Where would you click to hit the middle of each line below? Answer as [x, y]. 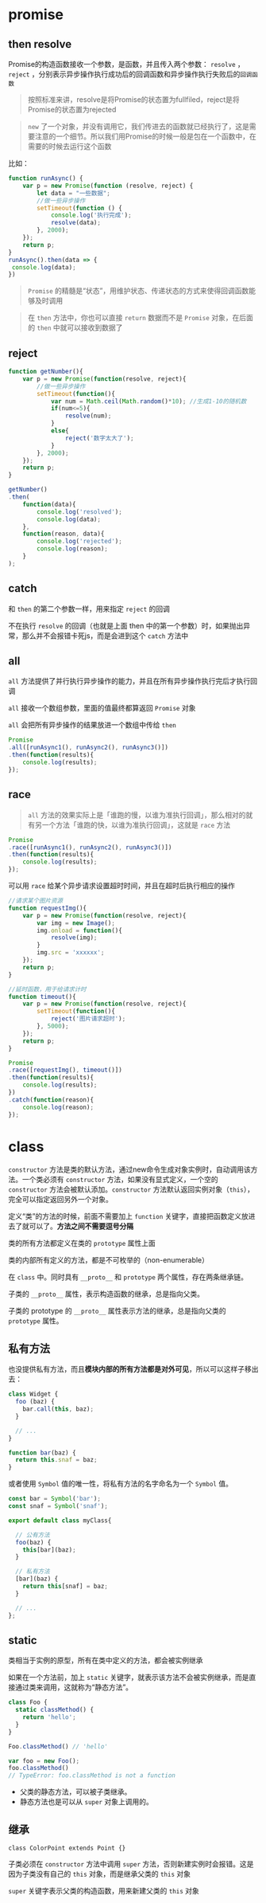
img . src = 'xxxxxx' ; [71, 953]
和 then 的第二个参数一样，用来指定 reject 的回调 [89, 609]
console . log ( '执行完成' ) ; [91, 215]
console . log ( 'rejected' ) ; [80, 542]
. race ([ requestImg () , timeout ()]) [66, 1070]
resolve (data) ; [76, 223]
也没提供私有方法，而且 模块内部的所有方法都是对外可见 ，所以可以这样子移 [130, 1369]
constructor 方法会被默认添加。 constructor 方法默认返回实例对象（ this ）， [131, 1189]
